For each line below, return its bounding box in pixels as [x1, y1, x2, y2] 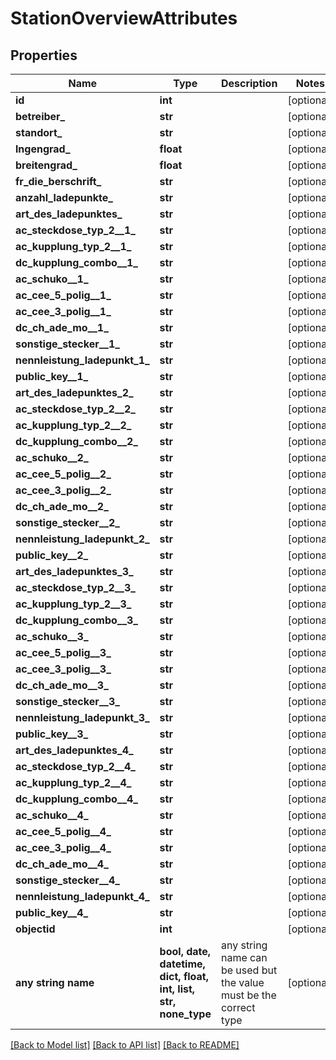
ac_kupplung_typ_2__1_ [15, 240, 132, 253]
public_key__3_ [15, 727, 89, 741]
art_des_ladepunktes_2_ [15, 386, 134, 399]
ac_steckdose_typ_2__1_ [15, 223, 136, 237]
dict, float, [159, 970, 209, 983]
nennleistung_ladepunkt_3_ [15, 711, 150, 724]
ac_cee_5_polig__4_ [15, 825, 112, 838]
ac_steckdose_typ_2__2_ [15, 402, 136, 416]
